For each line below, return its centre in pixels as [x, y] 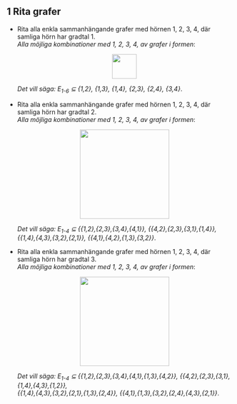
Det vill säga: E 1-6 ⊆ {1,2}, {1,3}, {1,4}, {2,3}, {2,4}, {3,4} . [100, 90]
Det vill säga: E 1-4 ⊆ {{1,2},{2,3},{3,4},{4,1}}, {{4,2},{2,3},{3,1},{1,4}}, [117, 229]
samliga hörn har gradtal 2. [57, 112]
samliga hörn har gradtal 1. [56, 36]
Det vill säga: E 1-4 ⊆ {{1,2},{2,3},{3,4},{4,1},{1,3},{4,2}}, [97, 377]
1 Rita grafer [34, 12]
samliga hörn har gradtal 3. [57, 259]
